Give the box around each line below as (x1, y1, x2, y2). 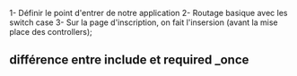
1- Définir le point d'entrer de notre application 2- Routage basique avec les (9, 8, 288, 18)
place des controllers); (9, 27, 92, 37)
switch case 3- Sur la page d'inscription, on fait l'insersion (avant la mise (9, 17, 278, 28)
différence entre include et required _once (9, 53, 249, 68)
